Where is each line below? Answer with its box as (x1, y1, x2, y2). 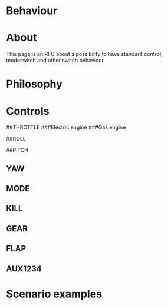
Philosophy (6, 78, 63, 91)
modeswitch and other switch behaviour (6, 57, 104, 64)
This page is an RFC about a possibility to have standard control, (6, 51, 163, 58)
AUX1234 (6, 264, 42, 274)
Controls (6, 104, 50, 118)
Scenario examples (6, 287, 102, 301)
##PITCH (6, 147, 28, 154)
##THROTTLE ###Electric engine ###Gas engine (6, 124, 126, 131)
